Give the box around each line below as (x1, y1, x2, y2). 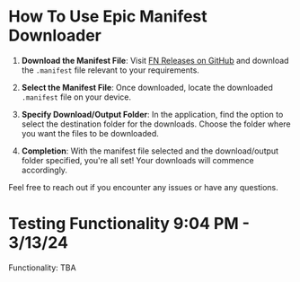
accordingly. (21, 164, 68, 175)
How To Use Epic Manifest (8, 6, 207, 27)
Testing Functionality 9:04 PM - (8, 214, 251, 234)
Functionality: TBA (8, 262, 77, 273)
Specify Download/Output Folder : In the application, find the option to (21, 109, 284, 119)
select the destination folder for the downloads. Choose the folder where (21, 119, 291, 129)
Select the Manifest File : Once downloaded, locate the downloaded (21, 82, 273, 93)
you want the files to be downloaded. (21, 128, 159, 138)
